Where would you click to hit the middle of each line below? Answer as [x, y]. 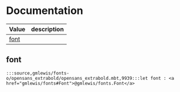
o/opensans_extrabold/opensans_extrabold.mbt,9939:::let [77, 78]
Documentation [45, 11]
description [48, 29]
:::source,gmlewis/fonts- [38, 73]
